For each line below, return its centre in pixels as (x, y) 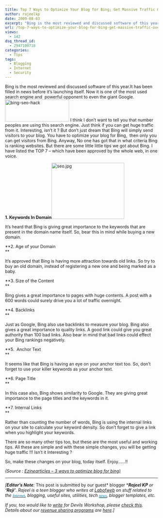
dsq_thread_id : (20, 41)
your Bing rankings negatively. (35, 340)
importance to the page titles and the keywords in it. (57, 398)
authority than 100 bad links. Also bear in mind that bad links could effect (78, 334)
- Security (20, 73)
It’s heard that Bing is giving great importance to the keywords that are (75, 227)
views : (12, 32)
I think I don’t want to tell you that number (112, 120)
